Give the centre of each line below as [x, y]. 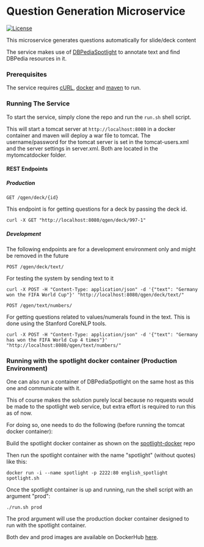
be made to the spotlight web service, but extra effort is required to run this [101, 407]
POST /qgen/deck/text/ [35, 267]
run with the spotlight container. [46, 526]
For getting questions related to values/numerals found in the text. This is [98, 317]
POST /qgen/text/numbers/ [39, 306]
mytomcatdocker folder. [37, 155]
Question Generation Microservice [96, 11]
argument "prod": [28, 496]
